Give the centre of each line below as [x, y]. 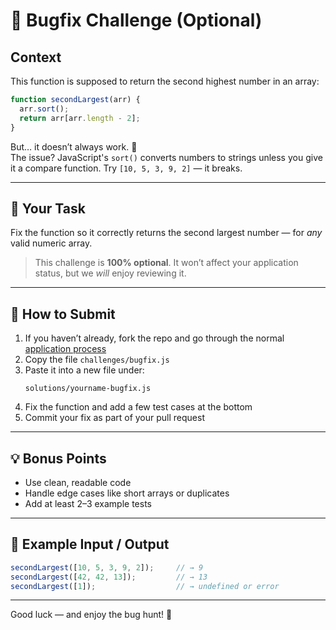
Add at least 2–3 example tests [88, 503]
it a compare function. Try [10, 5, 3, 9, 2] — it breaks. [126, 168]
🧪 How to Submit [63, 314]
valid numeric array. [51, 243]
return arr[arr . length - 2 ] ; [80, 118]
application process [65, 349]
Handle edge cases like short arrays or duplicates [127, 493]
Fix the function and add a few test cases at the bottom [138, 407]
